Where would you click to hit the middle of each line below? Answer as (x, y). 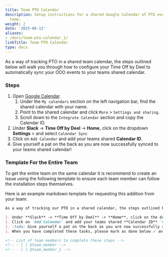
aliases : (14, 33)
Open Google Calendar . (36, 96)
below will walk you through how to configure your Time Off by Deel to (78, 67)
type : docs (16, 47)
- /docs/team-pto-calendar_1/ (37, 38)
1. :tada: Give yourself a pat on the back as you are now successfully (82, 226)
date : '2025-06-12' (25, 29)
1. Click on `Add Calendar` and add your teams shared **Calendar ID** (81, 222)
